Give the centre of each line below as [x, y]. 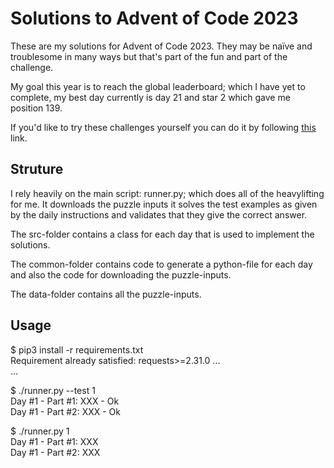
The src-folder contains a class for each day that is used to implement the [162, 234]
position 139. [36, 108]
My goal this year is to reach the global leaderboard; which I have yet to [158, 86]
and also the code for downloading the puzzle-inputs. [121, 274]
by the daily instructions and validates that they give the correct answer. [159, 214]
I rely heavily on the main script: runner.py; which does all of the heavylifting [167, 193]
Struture [37, 169]
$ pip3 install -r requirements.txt [77, 349]
